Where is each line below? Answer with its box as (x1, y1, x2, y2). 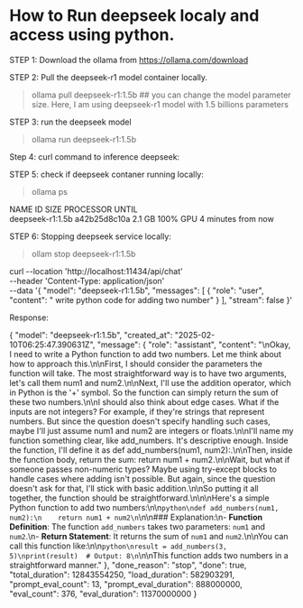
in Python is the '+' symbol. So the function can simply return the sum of (9, 387, 280, 398)
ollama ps (31, 186, 68, 197)
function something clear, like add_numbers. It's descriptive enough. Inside (9, 435, 289, 446)
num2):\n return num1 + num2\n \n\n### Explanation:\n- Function (9, 511, 263, 522)
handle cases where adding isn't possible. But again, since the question (9, 473, 276, 484)
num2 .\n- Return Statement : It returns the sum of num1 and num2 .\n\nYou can (9, 530, 289, 541)
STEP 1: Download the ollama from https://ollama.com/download (9, 54, 249, 65)
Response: (9, 312, 50, 323)
